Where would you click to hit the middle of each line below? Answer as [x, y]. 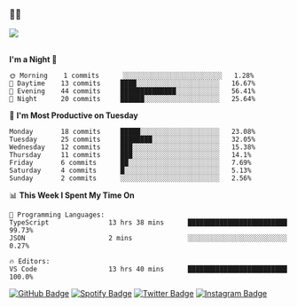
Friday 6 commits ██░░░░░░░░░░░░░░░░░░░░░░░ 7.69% [130, 163]
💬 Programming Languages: [57, 215]
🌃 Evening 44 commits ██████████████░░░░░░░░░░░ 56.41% [132, 91]
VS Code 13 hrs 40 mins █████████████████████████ [148, 270]
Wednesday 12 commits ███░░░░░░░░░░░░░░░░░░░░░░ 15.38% [132, 147]
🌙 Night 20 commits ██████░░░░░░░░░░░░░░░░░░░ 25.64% [132, 99]
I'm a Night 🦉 [33, 59]
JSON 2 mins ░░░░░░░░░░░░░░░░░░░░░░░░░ [148, 239]
